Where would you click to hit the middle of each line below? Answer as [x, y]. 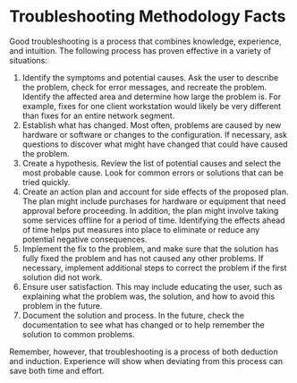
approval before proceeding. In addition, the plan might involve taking [150, 210]
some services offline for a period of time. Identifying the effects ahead [153, 220]
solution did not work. [62, 277]
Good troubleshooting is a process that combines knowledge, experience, [145, 41]
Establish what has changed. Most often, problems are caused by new [152, 125]
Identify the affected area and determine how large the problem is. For [152, 97]
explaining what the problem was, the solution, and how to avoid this [148, 296]
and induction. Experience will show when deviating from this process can [146, 361]
